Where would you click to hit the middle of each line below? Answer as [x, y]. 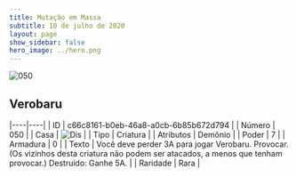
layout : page [33, 34]
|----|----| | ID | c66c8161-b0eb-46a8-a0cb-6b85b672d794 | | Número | [142, 125]
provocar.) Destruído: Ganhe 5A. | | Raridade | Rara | [105, 163]
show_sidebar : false [48, 42]
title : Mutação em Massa [55, 17]
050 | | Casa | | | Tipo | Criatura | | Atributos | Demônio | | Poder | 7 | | [148, 134]
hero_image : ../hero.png [55, 51]
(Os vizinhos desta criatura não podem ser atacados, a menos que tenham [146, 153]
